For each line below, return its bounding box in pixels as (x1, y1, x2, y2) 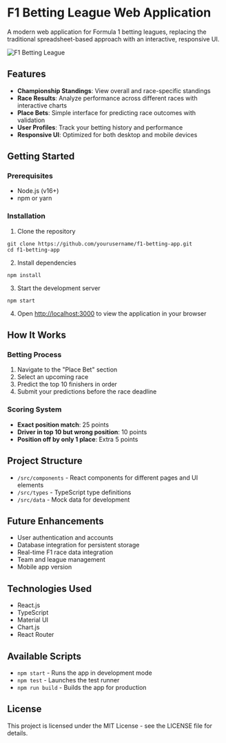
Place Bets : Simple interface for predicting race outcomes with (17, 108, 196, 116)
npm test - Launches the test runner (17, 675, 120, 684)
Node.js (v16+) (17, 187, 59, 195)
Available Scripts (7, 650, 81, 662)
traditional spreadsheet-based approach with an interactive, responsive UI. (7, 34, 220, 43)
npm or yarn (17, 194, 52, 203)
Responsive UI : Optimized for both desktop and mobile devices (17, 130, 198, 139)
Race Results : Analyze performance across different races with (17, 94, 198, 102)
